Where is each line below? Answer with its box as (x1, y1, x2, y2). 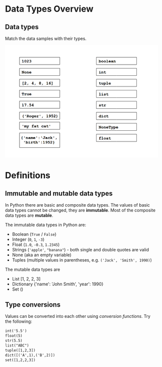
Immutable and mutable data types (5, 189, 113, 197)
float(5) (5, 333, 23, 338)
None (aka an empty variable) (12, 252, 72, 258)
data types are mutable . (5, 212, 53, 218)
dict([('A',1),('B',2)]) (5, 353, 55, 358)
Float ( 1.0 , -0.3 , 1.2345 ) (12, 242, 60, 247)
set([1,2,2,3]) (5, 358, 36, 363)
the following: (5, 318, 32, 324)
